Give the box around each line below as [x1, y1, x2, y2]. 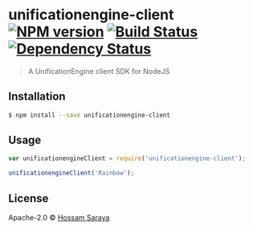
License [8, 191, 49, 205]
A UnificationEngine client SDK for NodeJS [27, 66, 170, 76]
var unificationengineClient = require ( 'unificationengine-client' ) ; [8, 154, 247, 162]
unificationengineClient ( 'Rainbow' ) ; [8, 169, 135, 178]
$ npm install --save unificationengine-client [8, 111, 171, 119]
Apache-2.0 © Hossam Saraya [8, 213, 110, 222]
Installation [8, 90, 66, 104]
